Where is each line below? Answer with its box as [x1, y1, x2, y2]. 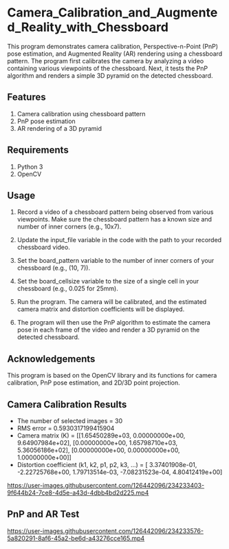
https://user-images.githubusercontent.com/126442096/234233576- [7, 526, 204, 535]
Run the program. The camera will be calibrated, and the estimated [17, 298, 207, 306]
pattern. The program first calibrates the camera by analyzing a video [7, 56, 204, 65]
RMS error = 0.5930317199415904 [17, 424, 115, 432]
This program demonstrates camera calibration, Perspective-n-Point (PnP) [7, 42, 219, 50]
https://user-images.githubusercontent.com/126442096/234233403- [7, 482, 205, 489]
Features [7, 91, 46, 103]
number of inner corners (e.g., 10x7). [17, 222, 122, 231]
